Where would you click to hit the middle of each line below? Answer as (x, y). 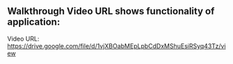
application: (34, 22)
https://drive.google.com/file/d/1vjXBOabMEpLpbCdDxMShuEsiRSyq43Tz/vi (116, 46)
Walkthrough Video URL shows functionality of (111, 11)
